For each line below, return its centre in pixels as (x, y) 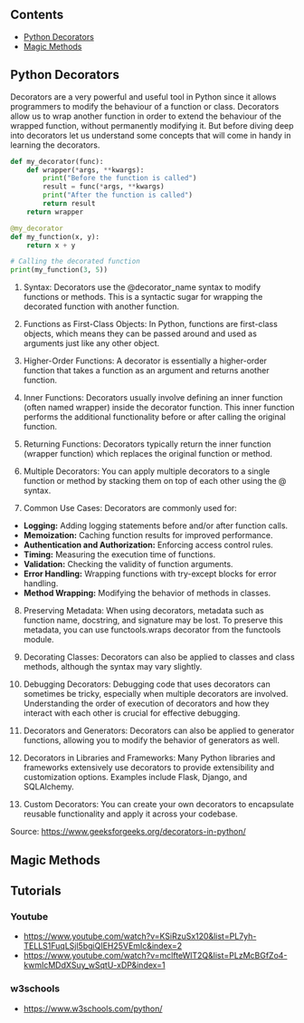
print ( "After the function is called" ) (118, 195)
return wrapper (55, 212)
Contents (37, 15)
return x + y (51, 245)
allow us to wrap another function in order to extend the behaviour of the (146, 116)
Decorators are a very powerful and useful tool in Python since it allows (143, 97)
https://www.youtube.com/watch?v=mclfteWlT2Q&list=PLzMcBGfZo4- (155, 956)
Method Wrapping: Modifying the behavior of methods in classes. (147, 594)
